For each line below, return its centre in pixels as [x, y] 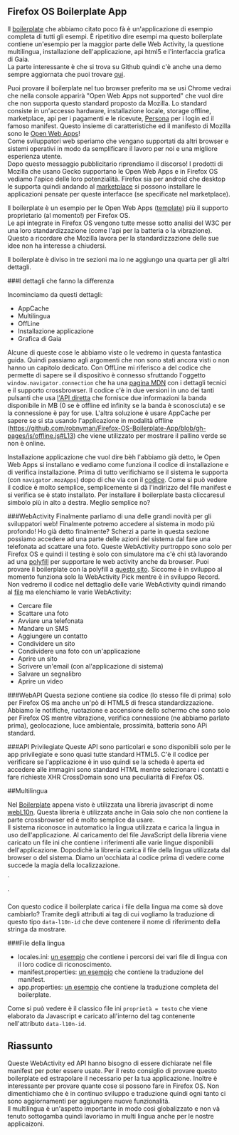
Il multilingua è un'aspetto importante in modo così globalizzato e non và [114, 1108]
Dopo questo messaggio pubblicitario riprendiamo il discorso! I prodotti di [115, 164]
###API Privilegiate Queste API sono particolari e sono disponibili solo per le [119, 746]
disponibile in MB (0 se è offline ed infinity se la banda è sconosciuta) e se [116, 405]
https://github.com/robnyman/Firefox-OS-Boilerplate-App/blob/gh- [108, 428]
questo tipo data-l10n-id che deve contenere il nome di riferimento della [114, 921]
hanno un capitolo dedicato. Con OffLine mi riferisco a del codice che [109, 367]
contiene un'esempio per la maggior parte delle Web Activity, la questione [116, 44]
